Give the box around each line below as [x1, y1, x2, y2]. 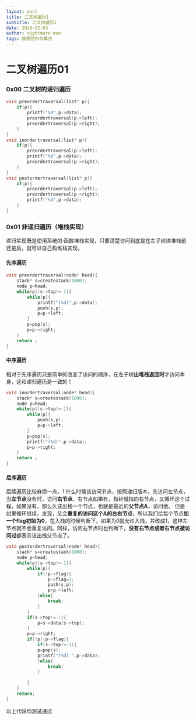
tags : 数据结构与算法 [6, 36, 52, 42]
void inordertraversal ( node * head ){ [6, 390, 95, 395]
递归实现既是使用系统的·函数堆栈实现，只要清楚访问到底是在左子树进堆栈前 [6, 237, 187, 244]
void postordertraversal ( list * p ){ [6, 175, 93, 181]
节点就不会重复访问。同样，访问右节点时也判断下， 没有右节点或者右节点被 [6, 525, 185, 532]
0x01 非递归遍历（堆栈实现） [6, 223, 87, 231]
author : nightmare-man [6, 30, 61, 36]
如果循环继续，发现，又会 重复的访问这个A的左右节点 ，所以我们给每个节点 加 [6, 510, 189, 517]
